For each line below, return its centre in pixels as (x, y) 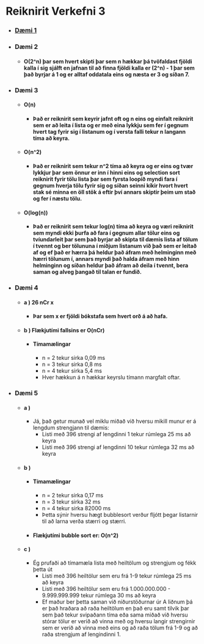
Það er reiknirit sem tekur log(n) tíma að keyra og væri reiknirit (113, 227)
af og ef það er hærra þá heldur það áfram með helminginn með (115, 252)
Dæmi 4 (26, 288)
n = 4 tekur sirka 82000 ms (76, 508)
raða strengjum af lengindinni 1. (81, 634)
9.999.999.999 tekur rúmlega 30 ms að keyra (99, 595)
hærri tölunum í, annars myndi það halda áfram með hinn (106, 259)
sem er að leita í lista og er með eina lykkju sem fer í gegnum (111, 125)
